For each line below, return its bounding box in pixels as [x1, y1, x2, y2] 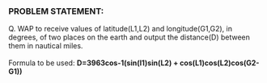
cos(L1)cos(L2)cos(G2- [179, 58, 260, 68]
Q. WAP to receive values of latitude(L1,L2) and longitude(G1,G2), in [8, 24, 233, 34]
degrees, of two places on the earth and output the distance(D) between [8, 32, 251, 42]
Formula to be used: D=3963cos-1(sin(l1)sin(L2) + [8, 58, 179, 68]
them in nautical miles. [8, 41, 83, 51]
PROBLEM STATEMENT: [8, 6, 104, 17]
